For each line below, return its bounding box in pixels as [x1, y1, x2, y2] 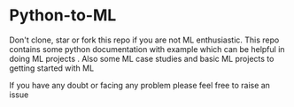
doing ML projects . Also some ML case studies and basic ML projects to [9, 53, 275, 64]
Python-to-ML [9, 5, 117, 26]
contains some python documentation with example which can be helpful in [9, 43, 285, 54]
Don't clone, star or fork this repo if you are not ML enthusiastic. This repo [9, 34, 280, 45]
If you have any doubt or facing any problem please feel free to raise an [9, 80, 270, 90]
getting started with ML [9, 63, 95, 73]
